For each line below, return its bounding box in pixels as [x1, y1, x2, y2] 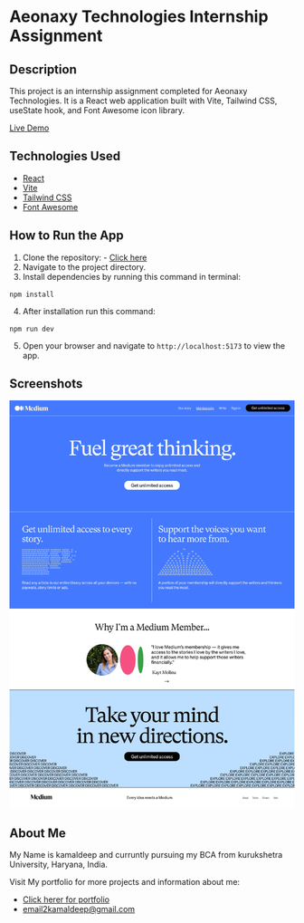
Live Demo [9, 122, 50, 133]
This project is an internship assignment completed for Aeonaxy [9, 86, 248, 96]
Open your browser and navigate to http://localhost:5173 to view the [22, 340, 286, 351]
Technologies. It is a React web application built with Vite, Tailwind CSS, [9, 95, 278, 106]
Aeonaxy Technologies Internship [9, 6, 269, 27]
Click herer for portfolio [22, 894, 110, 905]
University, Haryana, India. [9, 859, 109, 870]
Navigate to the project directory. [22, 261, 147, 273]
